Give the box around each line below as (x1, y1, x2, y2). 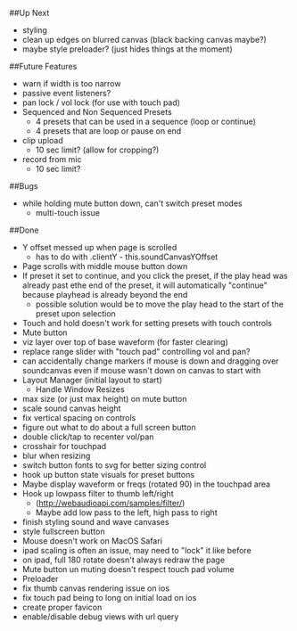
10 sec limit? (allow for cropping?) (35, 144, 160, 155)
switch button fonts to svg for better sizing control (21, 460, 207, 471)
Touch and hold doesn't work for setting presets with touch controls (21, 318, 272, 328)
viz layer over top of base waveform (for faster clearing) (21, 337, 229, 347)
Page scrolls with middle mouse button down (21, 261, 188, 271)
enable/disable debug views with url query (21, 611, 179, 622)
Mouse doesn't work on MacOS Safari (21, 536, 163, 546)
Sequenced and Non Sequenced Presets (21, 107, 172, 117)
